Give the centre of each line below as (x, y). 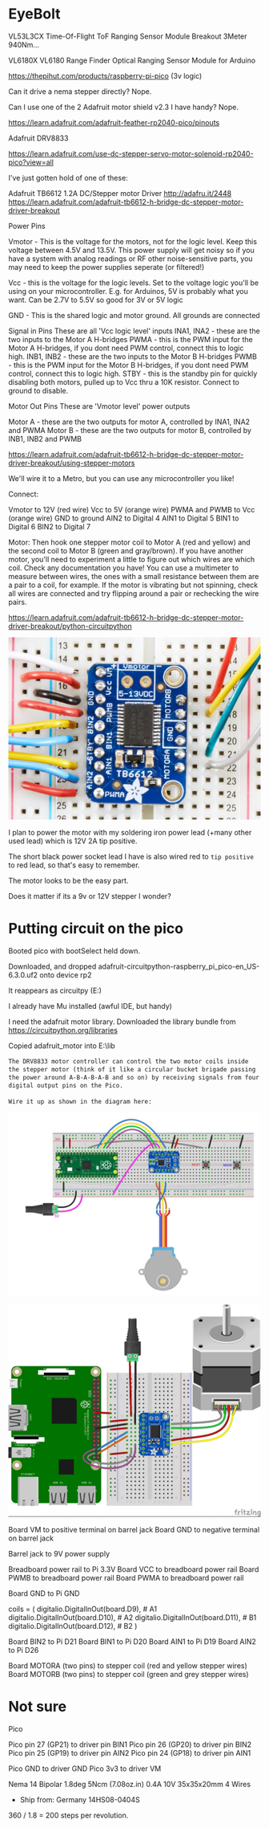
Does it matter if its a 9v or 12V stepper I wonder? (90, 896)
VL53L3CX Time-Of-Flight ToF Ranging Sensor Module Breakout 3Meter (128, 36)
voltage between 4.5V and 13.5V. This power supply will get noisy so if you (131, 250)
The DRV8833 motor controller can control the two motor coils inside (128, 1062)
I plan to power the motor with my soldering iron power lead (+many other (130, 833)
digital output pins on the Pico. (66, 1086)
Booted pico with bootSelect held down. (74, 951)
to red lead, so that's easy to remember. (74, 865)
